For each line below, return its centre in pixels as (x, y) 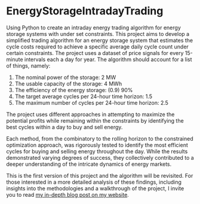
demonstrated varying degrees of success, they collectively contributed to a (100, 157)
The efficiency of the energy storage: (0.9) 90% (74, 90)
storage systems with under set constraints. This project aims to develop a (98, 34)
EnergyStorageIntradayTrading (85, 11)
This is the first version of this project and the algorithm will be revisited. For (100, 175)
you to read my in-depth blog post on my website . (68, 194)
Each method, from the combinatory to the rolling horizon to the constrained (100, 138)
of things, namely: (28, 66)
